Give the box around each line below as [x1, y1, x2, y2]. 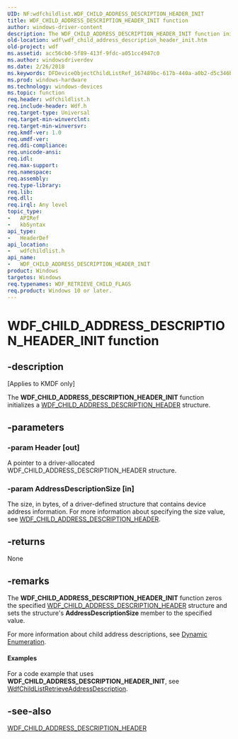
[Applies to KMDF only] [7, 380, 76, 388]
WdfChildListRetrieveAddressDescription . [7, 684, 128, 693]
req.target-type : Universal [7, 109, 91, 116]
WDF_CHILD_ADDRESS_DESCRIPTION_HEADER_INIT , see [7, 677, 179, 686]
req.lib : [7, 188, 33, 196]
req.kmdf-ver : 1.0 [7, 129, 62, 136]
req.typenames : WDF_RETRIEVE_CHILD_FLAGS [7, 281, 132, 288]
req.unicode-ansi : [7, 149, 62, 156]
